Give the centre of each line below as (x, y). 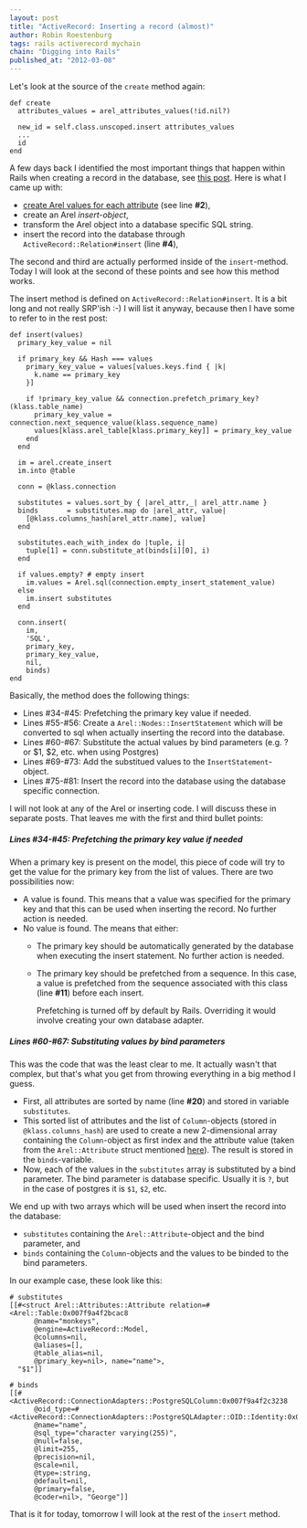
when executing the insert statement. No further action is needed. (160, 955)
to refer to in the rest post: (58, 318)
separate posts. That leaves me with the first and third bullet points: (137, 818)
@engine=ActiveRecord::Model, (91, 1329)
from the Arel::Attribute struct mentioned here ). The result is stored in (158, 1149)
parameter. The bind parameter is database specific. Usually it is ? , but (156, 1178)
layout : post (34, 18)
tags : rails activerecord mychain (75, 43)
